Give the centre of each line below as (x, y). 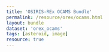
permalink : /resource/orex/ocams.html (54, 17)
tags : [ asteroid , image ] (37, 34)
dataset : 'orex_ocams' (34, 28)
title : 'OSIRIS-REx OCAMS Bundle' (49, 12)
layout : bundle (25, 23)
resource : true (25, 39)
